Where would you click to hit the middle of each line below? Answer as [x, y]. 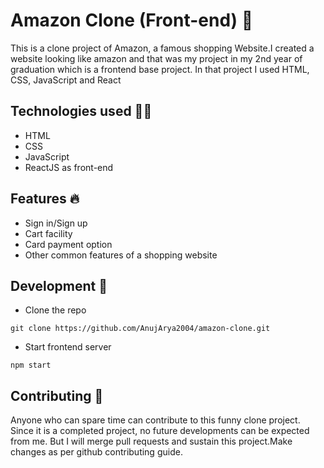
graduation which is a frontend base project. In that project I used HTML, [160, 69]
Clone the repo [55, 310]
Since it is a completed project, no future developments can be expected [160, 431]
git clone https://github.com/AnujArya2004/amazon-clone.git [140, 329]
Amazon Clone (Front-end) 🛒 [132, 20]
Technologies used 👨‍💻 [81, 111]
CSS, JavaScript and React [66, 80]
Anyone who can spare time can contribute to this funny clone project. [155, 420]
